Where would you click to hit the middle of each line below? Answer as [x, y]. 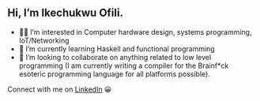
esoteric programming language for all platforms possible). [114, 73]
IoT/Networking [44, 40]
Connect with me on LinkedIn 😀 [60, 89]
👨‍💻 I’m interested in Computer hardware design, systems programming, [135, 32]
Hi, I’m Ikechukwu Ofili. [66, 13]
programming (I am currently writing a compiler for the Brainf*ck [124, 65]
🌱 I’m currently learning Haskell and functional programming [117, 49]
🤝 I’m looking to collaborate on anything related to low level [115, 57]
